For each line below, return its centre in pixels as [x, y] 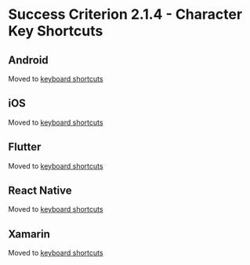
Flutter [25, 147]
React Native [40, 191]
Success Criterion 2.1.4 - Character [125, 15]
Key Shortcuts [56, 31]
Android [28, 60]
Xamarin [29, 234]
